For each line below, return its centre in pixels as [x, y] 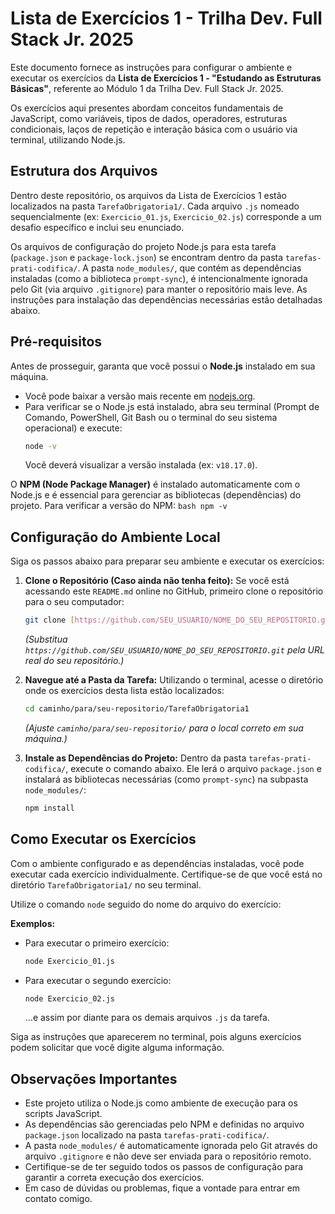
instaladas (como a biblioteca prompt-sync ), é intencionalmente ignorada [159, 278]
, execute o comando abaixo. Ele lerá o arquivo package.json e [193, 768]
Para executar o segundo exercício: [98, 980]
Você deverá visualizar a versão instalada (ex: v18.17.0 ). [141, 465]
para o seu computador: [74, 602]
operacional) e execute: [73, 428]
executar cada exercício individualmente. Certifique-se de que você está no [166, 874]
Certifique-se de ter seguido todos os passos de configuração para [164, 1167]
